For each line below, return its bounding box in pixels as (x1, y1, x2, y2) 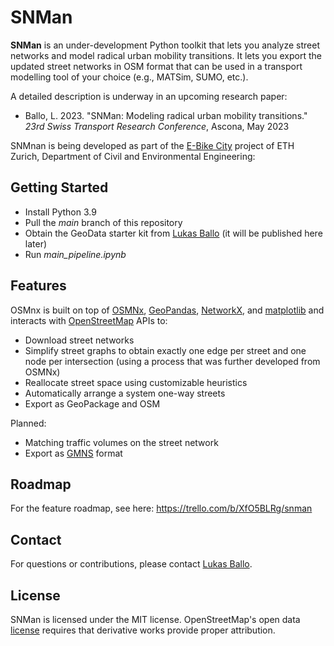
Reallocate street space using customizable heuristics (24, 376, 248, 388)
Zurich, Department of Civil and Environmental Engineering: (10, 150, 256, 162)
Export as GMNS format (24, 447, 123, 459)
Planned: (10, 417, 47, 429)
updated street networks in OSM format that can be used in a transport (10, 60, 303, 72)
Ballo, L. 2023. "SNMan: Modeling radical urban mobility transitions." (24, 109, 308, 121)
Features (10, 277, 67, 295)
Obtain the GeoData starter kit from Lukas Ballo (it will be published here (24, 227, 323, 239)
